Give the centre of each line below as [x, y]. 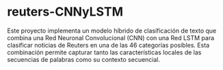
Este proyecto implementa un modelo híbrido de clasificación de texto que [112, 31]
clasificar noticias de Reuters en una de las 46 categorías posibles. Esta [108, 45]
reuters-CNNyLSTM [65, 12]
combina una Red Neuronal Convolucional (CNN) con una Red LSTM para [111, 37]
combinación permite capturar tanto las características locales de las [104, 52]
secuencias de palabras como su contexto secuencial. [84, 59]
